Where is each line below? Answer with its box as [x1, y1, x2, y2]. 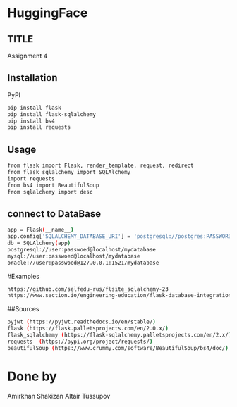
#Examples [7, 272, 40, 280]
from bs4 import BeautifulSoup [7, 182, 99, 189]
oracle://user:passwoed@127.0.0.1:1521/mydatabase [7, 259, 159, 266]
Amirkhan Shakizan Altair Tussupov [7, 392, 111, 400]
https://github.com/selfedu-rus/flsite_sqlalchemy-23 [7, 285, 169, 293]
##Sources [7, 305, 39, 313]
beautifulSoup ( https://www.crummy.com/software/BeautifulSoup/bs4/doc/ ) [7, 344, 229, 351]
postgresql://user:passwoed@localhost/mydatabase [7, 246, 157, 253]
